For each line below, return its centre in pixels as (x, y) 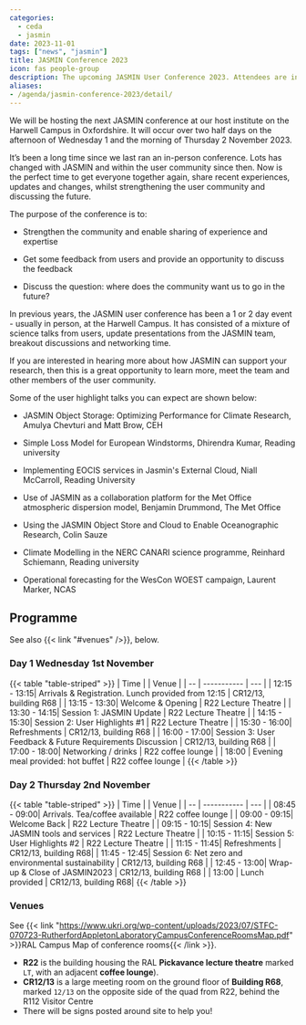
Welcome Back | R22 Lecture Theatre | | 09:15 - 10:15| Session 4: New (141, 823)
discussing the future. (51, 196)
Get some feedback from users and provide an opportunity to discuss (153, 259)
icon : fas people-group (55, 69)
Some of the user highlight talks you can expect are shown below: (133, 397)
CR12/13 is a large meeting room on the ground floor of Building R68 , (153, 982)
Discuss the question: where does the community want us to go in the (153, 286)
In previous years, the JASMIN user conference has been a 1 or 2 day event (151, 314)
